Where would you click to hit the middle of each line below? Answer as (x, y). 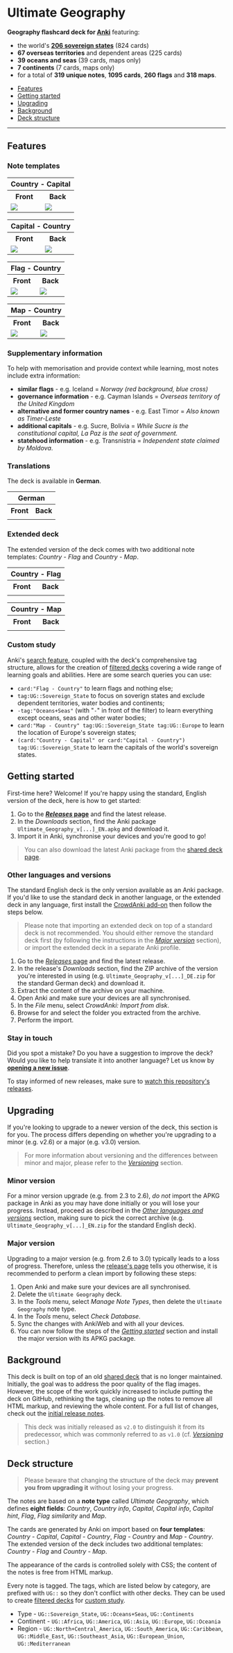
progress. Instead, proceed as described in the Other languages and (105, 1211)
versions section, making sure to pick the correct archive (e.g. (96, 1218)
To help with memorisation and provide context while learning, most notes (113, 368)
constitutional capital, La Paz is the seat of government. (97, 433)
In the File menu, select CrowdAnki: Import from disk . (93, 1005)
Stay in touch (30, 1037)
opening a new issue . (38, 1068)
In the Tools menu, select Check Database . (79, 1316)
